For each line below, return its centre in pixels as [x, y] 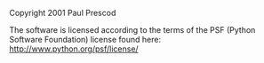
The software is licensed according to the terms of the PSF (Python [132, 30]
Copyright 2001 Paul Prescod [63, 13]
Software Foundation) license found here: [85, 39]
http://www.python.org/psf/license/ [74, 49]
